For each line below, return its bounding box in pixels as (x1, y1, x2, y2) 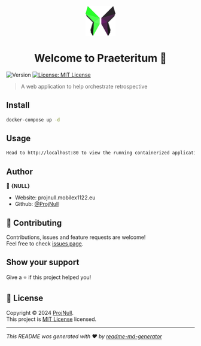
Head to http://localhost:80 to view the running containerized (6, 150, 170, 156)
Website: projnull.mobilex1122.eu (14, 194, 96, 201)
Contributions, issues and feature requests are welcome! (6, 233, 146, 241)
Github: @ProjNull (14, 201, 59, 208)
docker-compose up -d (6, 117, 60, 123)
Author (6, 166, 33, 177)
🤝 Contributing (6, 218, 62, 228)
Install (6, 100, 30, 110)
